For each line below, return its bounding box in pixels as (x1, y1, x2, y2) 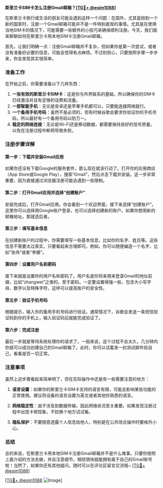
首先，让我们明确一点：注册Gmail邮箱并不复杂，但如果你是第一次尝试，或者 (5, 44, 157, 49)
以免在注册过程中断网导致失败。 (12, 128, 76, 133)
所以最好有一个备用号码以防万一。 (20, 115, 89, 121)
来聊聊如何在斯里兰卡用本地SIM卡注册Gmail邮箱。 (5, 33, 105, 39)
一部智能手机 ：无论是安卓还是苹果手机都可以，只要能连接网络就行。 (12, 103, 148, 109)
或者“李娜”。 (21, 249, 47, 255)
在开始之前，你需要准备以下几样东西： (5, 81, 81, 87)
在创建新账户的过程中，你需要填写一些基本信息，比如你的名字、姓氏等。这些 (5, 237, 158, 243)
